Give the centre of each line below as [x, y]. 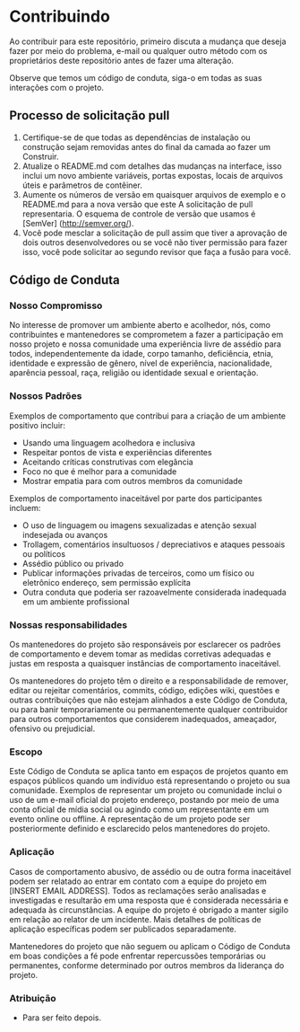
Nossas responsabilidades [69, 624]
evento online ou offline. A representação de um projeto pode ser [130, 819]
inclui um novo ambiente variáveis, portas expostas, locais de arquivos [153, 175]
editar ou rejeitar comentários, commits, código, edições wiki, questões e [145, 691]
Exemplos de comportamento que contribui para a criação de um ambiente [148, 416]
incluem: [25, 507]
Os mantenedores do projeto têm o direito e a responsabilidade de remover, [149, 681]
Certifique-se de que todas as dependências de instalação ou [136, 137]
